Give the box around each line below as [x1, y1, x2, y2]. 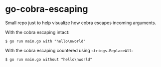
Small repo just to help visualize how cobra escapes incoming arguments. [5, 20, 157, 26]
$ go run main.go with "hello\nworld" [5, 38, 86, 44]
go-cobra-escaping [5, 3, 88, 15]
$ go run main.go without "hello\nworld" [5, 57, 93, 62]
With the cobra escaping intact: [5, 29, 70, 35]
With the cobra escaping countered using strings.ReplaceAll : [5, 47, 133, 53]
